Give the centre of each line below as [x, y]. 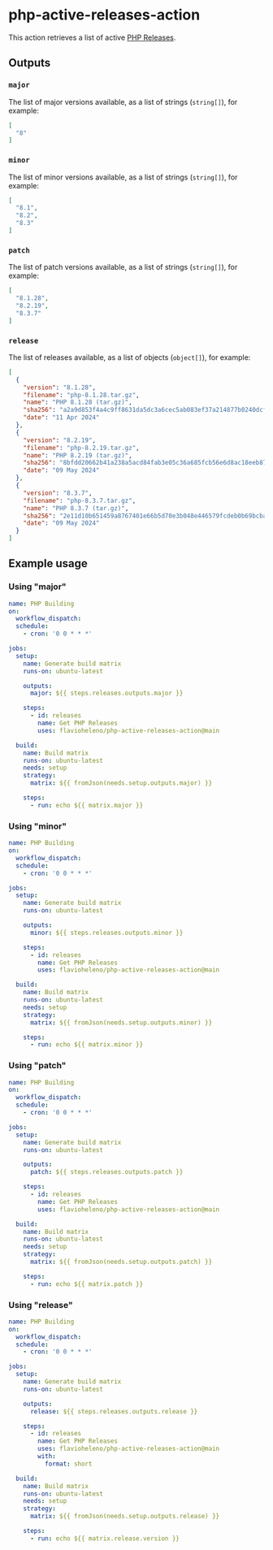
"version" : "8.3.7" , [58, 493]
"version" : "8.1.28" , [59, 387]
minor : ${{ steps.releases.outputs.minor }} [106, 933]
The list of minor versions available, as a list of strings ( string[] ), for [123, 177]
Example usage [48, 563]
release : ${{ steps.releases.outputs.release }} [114, 1411]
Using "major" [37, 587]
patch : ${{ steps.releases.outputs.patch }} [106, 1172]
